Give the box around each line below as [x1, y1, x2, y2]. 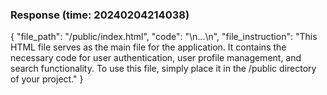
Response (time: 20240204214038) [10, 8, 190, 22]
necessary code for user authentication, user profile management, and [10, 52, 302, 64]
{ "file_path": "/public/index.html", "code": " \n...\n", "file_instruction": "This [10, 31, 318, 43]
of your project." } [10, 73, 84, 85]
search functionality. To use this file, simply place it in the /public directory [10, 63, 317, 75]
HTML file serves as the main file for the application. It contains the [10, 41, 287, 53]
